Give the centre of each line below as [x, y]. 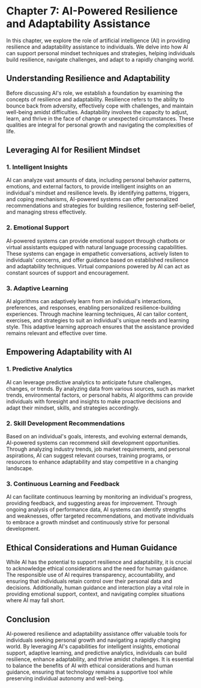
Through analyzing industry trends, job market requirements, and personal [98, 449]
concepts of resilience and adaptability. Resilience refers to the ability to [95, 99]
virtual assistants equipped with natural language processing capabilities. [97, 247]
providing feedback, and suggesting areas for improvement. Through [91, 503]
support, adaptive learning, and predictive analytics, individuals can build [97, 653]
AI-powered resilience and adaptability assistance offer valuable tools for [97, 633]
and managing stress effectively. [46, 212]
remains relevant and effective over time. [57, 333]
